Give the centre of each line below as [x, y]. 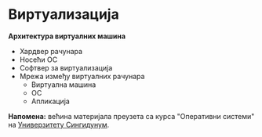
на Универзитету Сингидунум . [59, 124]
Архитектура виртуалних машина [67, 36]
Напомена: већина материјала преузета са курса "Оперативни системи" [131, 116]
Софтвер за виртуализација [66, 67]
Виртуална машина [64, 85]
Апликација [51, 101]
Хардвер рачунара [51, 51]
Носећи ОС [38, 59]
